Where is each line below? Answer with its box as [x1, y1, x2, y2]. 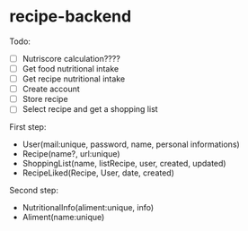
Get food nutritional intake [22, 64, 120, 73]
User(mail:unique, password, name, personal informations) [22, 139, 240, 150]
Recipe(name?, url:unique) [22, 149, 120, 159]
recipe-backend [9, 6, 132, 27]
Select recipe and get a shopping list [22, 104, 159, 115]
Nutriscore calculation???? [22, 53, 121, 64]
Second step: [9, 185, 58, 196]
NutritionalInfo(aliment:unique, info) [22, 202, 155, 213]
